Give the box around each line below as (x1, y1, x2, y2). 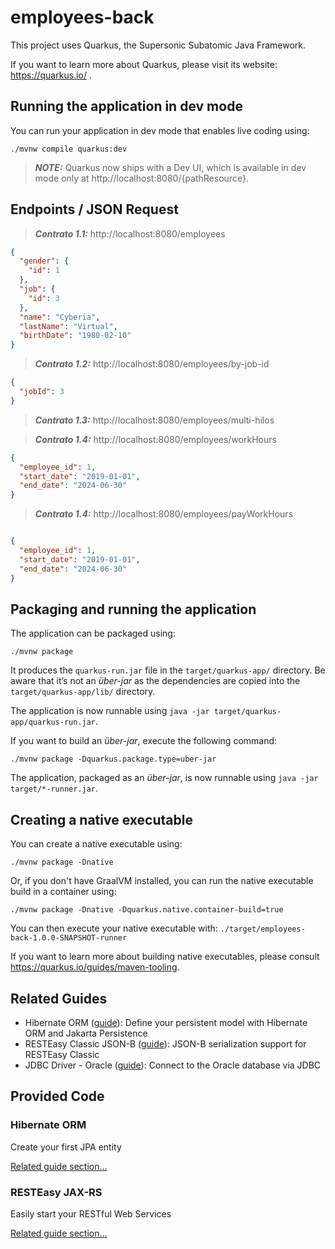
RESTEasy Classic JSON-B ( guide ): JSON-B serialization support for (24, 1038, 307, 1050)
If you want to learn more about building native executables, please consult (10, 951, 320, 963)
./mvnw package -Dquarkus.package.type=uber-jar (10, 754, 217, 765)
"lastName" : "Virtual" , (19, 321, 118, 331)
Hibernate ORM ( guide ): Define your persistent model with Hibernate (24, 1017, 308, 1028)
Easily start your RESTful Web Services (10, 1207, 172, 1220)
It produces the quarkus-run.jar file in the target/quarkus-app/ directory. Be (10, 664, 326, 676)
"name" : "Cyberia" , (19, 312, 101, 322)
